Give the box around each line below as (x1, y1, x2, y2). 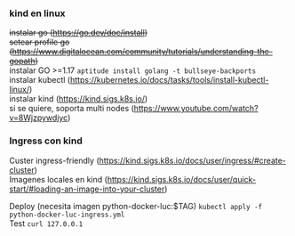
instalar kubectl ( (9, 75, 71, 85)
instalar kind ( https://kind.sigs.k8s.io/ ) (9, 94, 148, 104)
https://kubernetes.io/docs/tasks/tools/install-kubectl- (69, 75, 269, 85)
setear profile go (9, 37, 70, 47)
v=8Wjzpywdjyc (9, 112, 68, 123)
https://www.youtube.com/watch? (133, 103, 259, 114)
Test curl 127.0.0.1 (9, 217, 84, 229)
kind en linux (9, 7, 66, 20)
